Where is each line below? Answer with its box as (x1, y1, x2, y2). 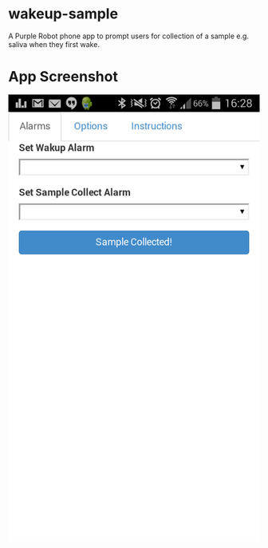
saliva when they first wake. (8, 39, 100, 49)
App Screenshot (8, 68, 118, 86)
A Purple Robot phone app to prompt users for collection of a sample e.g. (8, 31, 250, 41)
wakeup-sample (8, 5, 118, 23)
